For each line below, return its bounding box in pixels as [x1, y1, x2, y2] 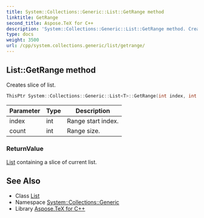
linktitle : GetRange [6, 15, 59, 21]
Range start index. [66, 116, 119, 125]
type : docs [6, 31, 34, 38]
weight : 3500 [6, 37, 39, 43]
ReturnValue [6, 145, 44, 153]
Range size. [66, 127, 100, 135]
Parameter [9, 107, 41, 115]
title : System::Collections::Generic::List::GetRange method [6, 8, 165, 15]
